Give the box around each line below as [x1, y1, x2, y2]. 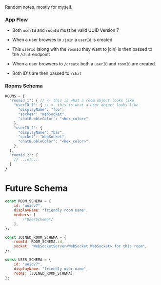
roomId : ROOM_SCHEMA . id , [14, 239, 64, 244]
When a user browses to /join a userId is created [12, 37, 113, 43]
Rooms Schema [5, 82, 43, 89]
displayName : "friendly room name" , [14, 208, 89, 213]
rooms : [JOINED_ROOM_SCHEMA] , [14, 271, 76, 276]
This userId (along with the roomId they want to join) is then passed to [12, 46, 153, 52]
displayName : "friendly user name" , [14, 266, 89, 271]
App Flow [5, 16, 28, 23]
